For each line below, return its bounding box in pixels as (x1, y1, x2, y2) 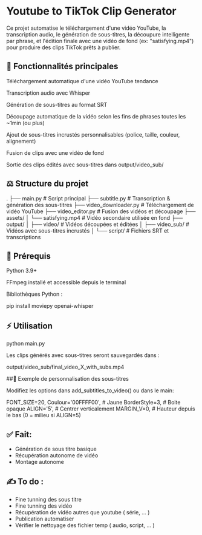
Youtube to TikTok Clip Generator (6, 4, 177, 18)
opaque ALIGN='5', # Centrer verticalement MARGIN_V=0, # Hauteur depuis (6, 405, 195, 412)
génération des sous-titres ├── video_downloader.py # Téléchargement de (6, 201, 195, 208)
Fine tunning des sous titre (15, 496, 82, 503)
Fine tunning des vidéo (15, 502, 73, 509)
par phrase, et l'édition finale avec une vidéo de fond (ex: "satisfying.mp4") (6, 37, 194, 44)
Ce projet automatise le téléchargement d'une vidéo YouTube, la (6, 24, 166, 32)
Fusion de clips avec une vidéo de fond (6, 149, 104, 156)
